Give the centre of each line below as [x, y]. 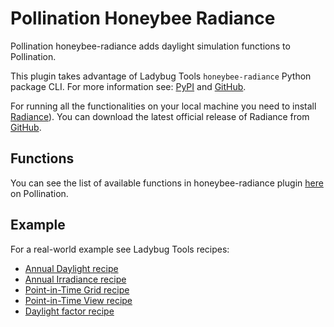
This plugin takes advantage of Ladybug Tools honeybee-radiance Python [161, 76]
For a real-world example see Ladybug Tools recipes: [120, 249]
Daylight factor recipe [69, 311]
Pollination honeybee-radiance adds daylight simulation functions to [150, 46]
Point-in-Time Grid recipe [77, 289]
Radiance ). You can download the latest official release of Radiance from [160, 116]
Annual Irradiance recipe [75, 279]
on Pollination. [39, 193]
